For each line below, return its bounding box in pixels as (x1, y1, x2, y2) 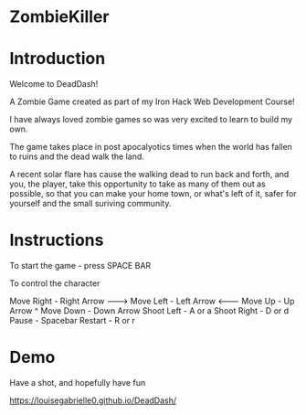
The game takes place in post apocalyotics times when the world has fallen (9, 142, 292, 153)
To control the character (9, 278, 100, 289)
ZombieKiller (9, 6, 110, 27)
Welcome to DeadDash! (9, 79, 99, 90)
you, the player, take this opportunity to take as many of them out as (9, 178, 267, 189)
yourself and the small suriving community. (9, 198, 172, 209)
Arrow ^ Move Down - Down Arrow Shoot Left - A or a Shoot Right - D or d (9, 305, 290, 316)
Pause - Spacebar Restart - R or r (9, 315, 135, 326)
